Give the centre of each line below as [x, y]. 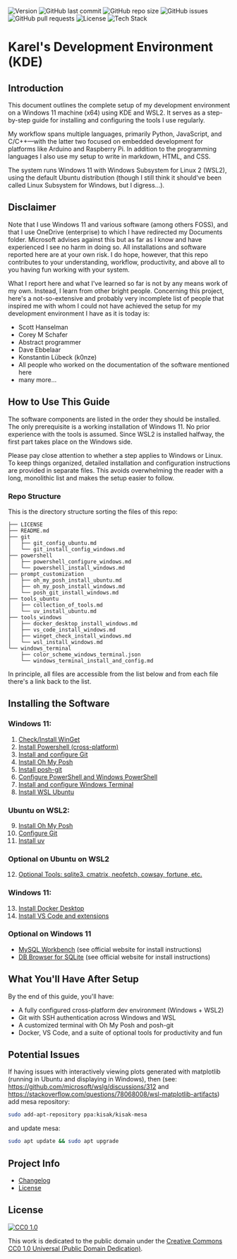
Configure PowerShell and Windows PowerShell [88, 777]
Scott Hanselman [43, 327]
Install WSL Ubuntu [46, 792]
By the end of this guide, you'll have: [61, 996]
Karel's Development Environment [111, 47]
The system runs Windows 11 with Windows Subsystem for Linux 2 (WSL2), [117, 170]
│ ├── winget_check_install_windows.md [70, 636]
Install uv [31, 840]
